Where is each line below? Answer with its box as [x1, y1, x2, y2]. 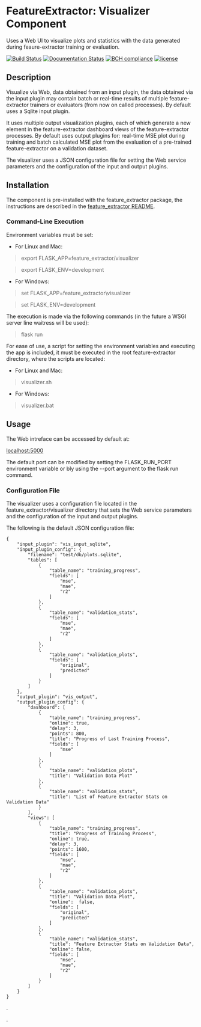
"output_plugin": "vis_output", [17, 693, 98, 700]
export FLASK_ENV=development [20, 266, 104, 273]
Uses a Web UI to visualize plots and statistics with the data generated [6, 37, 181, 44]
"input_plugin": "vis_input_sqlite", [17, 541, 112, 547]
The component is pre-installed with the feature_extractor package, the [6, 196, 183, 203]
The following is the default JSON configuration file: [6, 524, 134, 532]
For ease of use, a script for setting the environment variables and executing [6, 342, 195, 349]
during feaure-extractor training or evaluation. [6, 43, 120, 51]
